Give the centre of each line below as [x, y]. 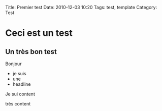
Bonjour [13, 64]
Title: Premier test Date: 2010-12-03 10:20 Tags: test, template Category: [81, 7]
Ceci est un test [39, 33]
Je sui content [20, 94]
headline [22, 84]
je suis [19, 73]
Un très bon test [31, 52]
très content [18, 104]
